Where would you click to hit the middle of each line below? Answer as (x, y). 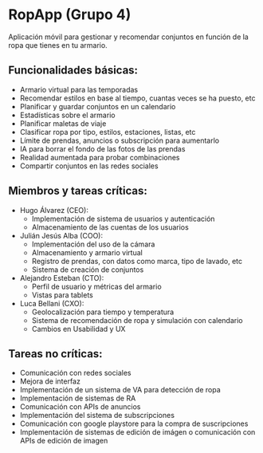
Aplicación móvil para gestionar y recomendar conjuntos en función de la (128, 37)
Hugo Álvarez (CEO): (54, 210)
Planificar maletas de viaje (63, 123)
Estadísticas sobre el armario (67, 115)
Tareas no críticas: (55, 354)
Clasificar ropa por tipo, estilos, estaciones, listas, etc (108, 132)
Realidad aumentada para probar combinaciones (100, 157)
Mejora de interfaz (50, 381)
